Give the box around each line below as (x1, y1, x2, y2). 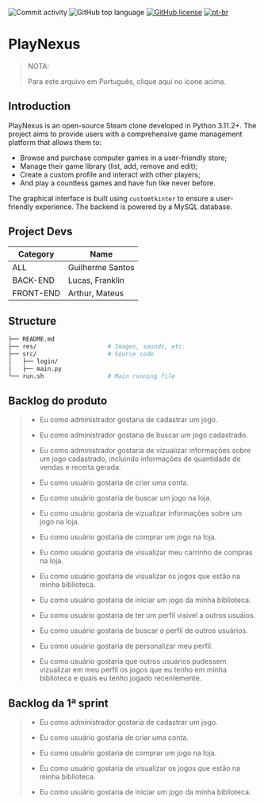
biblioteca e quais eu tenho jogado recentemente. (39, 673, 202, 683)
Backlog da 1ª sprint (8, 696, 109, 710)
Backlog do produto (8, 394, 108, 408)
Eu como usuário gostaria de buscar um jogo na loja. (39, 493, 212, 503)
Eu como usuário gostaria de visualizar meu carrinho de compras (39, 547, 253, 558)
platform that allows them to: (8, 137, 101, 147)
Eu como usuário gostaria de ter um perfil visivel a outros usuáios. (39, 611, 256, 620)
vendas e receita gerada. (39, 463, 121, 472)
